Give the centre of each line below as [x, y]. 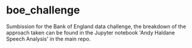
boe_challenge [43, 10]
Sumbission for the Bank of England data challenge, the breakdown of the [96, 26]
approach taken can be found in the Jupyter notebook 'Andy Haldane [91, 32]
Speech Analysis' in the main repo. [48, 39]
